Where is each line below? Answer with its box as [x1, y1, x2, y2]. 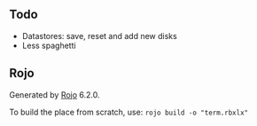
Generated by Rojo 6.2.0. [9, 89, 100, 100]
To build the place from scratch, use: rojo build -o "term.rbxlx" [9, 106, 249, 117]
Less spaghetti [21, 40, 77, 51]
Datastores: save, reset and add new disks [21, 30, 177, 41]
